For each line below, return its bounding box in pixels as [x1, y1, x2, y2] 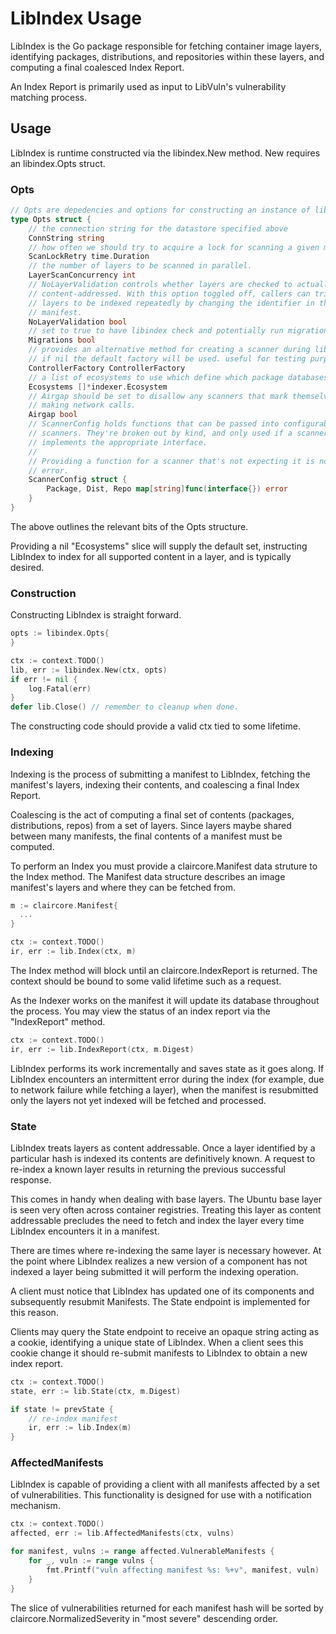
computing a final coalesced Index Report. [10, 61, 185, 73]
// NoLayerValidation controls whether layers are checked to [28, 280, 293, 290]
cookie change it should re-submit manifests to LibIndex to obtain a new [10, 1347, 308, 1359]
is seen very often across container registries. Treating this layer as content [10, 1203, 322, 1216]
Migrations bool [28, 335, 97, 346]
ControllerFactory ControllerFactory [28, 363, 186, 373]
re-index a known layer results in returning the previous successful [10, 1163, 286, 1175]
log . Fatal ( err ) [28, 683, 92, 694]
